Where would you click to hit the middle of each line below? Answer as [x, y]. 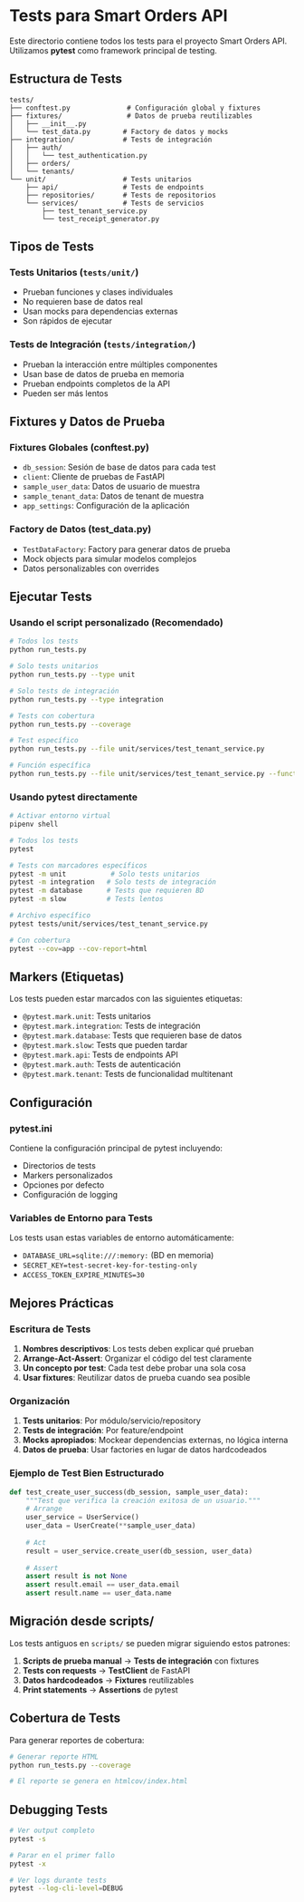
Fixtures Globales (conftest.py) [79, 448]
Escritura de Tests [50, 1329]
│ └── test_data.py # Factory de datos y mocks [119, 131]
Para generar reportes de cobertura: [77, 1740]
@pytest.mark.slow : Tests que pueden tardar [105, 1045]
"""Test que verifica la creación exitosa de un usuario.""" [143, 1500]
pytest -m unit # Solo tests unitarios [105, 874]
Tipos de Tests [52, 247]
